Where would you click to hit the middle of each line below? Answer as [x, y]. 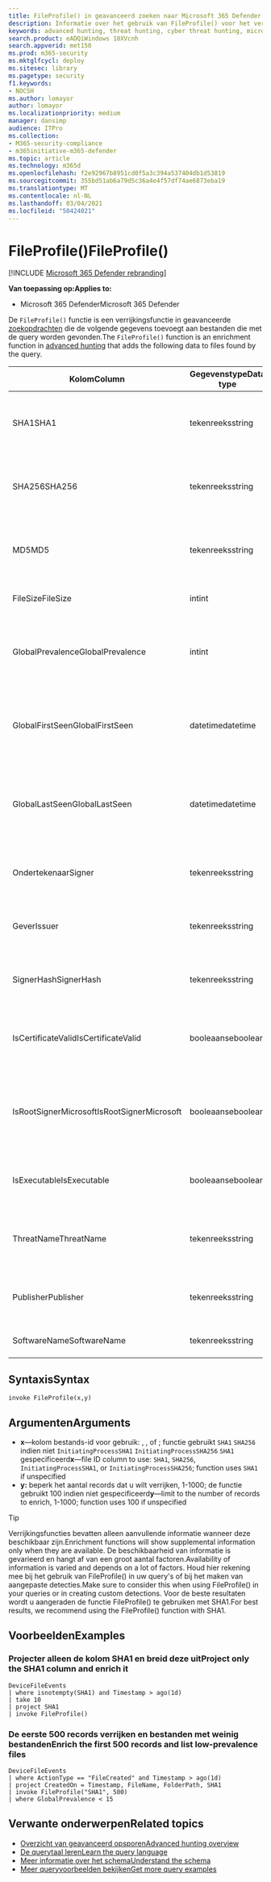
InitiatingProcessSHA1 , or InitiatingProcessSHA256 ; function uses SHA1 [139, 1467]
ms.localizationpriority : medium [65, 114]
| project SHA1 [34, 1707]
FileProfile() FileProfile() [89, 250]
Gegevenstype [218, 374]
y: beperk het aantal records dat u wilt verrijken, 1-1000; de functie [131, 1484]
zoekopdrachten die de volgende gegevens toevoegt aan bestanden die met [135, 328]
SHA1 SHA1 [35, 423]
